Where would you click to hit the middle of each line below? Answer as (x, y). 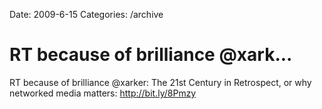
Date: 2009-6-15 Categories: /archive (86, 14)
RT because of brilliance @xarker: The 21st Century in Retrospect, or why (160, 82)
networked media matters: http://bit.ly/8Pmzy (103, 93)
